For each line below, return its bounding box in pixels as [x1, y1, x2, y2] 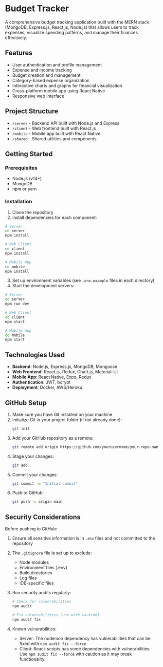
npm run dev [5, 301, 29, 306]
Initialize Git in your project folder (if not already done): [12, 416, 122, 423]
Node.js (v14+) [12, 175, 42, 181]
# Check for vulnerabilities [12, 599, 72, 604]
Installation [5, 198, 33, 205]
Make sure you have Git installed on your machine [12, 411, 113, 417]
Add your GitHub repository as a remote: [12, 435, 94, 441]
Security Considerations [5, 513, 81, 521]
